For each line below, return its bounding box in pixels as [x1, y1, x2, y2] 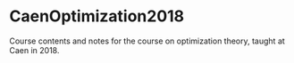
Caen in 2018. [9, 44, 60, 55]
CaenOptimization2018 [9, 6, 185, 27]
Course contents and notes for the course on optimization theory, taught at [9, 35, 286, 46]
